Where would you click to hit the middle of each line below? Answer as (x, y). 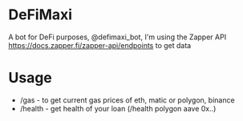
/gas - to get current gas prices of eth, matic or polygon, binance (127, 100)
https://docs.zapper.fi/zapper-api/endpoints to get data (100, 45)
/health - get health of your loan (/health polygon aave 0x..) (118, 108)
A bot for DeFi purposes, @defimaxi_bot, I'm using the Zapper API (117, 37)
